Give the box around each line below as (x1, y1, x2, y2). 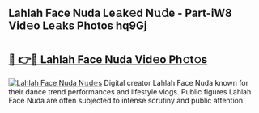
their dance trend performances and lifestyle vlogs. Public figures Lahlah (8, 87, 252, 96)
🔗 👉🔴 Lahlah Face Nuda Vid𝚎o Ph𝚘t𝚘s (8, 52, 208, 66)
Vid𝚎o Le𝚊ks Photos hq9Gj (8, 19, 147, 33)
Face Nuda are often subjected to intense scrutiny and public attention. (8, 96, 245, 105)
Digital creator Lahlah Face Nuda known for (104, 78, 249, 87)
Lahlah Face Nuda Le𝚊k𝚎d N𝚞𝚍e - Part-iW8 (8, 6, 232, 20)
